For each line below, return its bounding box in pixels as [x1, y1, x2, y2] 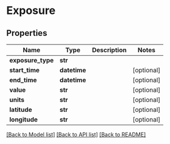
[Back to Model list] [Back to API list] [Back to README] [6, 131, 146, 138]
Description [91, 46, 127, 54]
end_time [9, 76, 37, 84]
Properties [6, 28, 48, 38]
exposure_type [9, 56, 54, 64]
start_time [9, 66, 40, 74]
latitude [9, 106, 32, 114]
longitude [9, 115, 38, 123]
